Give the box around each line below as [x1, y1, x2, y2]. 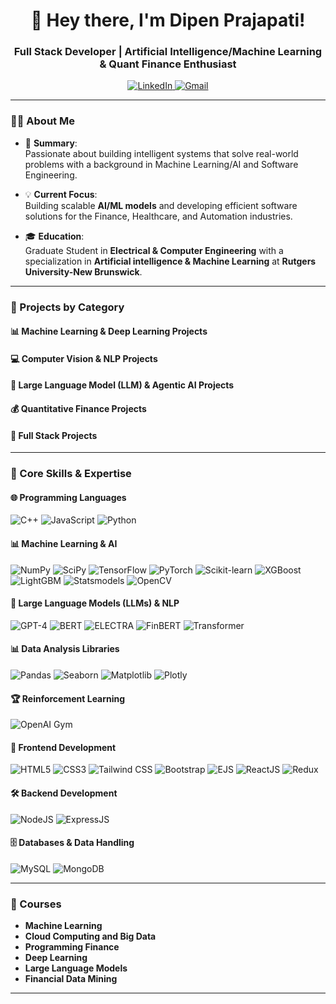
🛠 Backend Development [10, 787, 118, 799]
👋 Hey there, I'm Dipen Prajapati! [30, 9, 306, 32]
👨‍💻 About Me [10, 114, 75, 128]
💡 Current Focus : [24, 188, 98, 200]
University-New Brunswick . [24, 265, 143, 278]
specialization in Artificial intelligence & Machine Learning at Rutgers [24, 255, 317, 267]
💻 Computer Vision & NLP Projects [10, 352, 158, 364]
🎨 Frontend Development [10, 741, 117, 753]
